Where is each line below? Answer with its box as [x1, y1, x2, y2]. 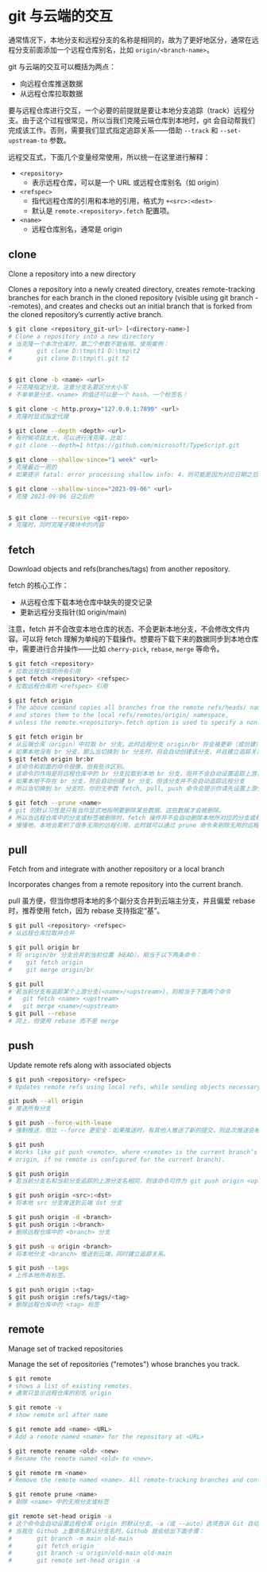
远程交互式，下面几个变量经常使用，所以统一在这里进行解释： [8, 152, 211, 161]
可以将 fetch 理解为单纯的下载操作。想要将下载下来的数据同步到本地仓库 [21, 634, 259, 644]
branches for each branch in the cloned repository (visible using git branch [8, 292, 253, 302]
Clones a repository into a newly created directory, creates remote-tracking [8, 284, 256, 294]
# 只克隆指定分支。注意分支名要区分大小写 [8, 383, 129, 391]
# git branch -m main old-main [8, 1535, 133, 1543]
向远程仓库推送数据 [19, 79, 83, 88]
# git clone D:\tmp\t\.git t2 [8, 354, 130, 362]
